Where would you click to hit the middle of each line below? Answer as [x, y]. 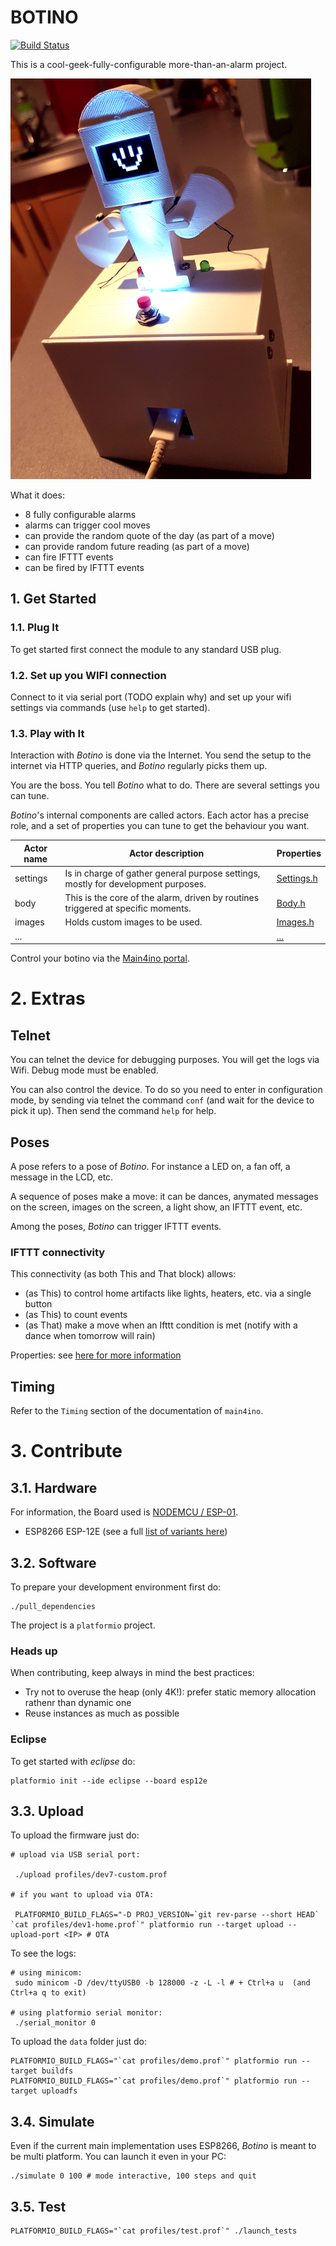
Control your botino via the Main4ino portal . [100, 958]
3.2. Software [53, 1562]
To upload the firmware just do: [75, 1835]
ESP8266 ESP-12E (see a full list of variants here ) [126, 1532]
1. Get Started [53, 599]
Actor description [166, 853]
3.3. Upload [47, 1811]
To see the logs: [43, 1953]
